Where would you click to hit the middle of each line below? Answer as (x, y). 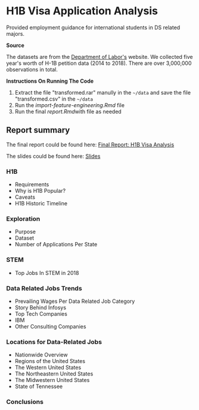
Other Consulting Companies (50, 326)
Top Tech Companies (41, 314)
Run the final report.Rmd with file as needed (68, 111)
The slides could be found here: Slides (53, 156)
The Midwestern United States (52, 380)
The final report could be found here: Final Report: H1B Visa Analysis (90, 145)
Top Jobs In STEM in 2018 (47, 273)
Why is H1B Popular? (40, 191)
